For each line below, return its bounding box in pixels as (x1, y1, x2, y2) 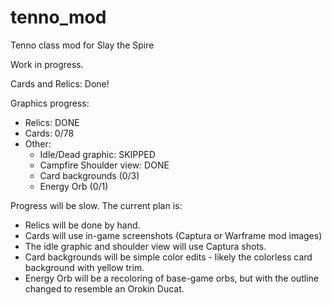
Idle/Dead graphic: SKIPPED (39, 148, 156, 160)
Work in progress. (10, 58, 84, 70)
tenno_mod (10, 6, 107, 29)
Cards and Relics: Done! (10, 77, 110, 90)
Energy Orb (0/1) (39, 180, 109, 192)
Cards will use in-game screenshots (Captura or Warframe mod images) (24, 229, 323, 241)
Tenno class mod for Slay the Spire (10, 39, 155, 51)
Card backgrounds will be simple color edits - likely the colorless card (24, 251, 313, 263)
